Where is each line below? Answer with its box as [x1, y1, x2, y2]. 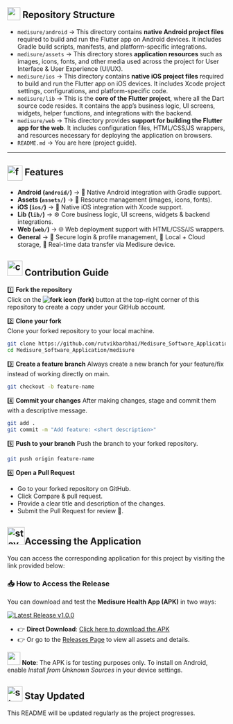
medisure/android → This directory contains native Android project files [17, 27, 224, 35]
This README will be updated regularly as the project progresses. [7, 709, 196, 717]
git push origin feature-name [7, 455, 95, 462]
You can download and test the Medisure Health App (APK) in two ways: [7, 597, 216, 606]
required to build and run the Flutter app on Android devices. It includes [17, 35, 222, 43]
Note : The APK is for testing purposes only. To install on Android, [21, 658, 208, 666]
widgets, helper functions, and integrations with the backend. [17, 108, 193, 117]
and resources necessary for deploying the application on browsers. [17, 131, 213, 139]
